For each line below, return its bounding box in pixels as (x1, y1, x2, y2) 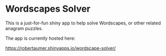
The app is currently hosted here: (5, 35, 76, 41)
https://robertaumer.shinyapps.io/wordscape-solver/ (5, 45, 116, 51)
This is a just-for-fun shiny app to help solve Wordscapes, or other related (5, 20, 161, 26)
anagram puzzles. (5, 25, 43, 31)
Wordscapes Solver (5, 3, 91, 15)
